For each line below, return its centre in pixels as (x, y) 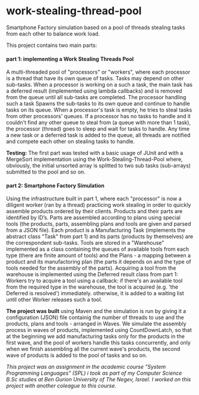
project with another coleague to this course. (61, 386)
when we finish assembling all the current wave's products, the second (93, 349)
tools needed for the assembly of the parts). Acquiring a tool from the (91, 268)
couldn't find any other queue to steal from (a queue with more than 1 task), (99, 122)
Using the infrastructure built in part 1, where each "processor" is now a (94, 199)
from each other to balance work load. (53, 33)
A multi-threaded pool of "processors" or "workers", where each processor (98, 72)
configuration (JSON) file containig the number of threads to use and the (95, 317)
